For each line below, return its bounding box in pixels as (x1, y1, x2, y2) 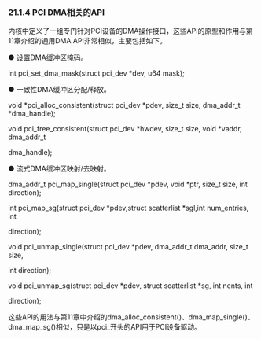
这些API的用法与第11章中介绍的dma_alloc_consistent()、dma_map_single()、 (8, 312, 255, 322)
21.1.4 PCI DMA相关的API (8, 6, 105, 17)
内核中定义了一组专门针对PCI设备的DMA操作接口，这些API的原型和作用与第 (8, 26, 253, 36)
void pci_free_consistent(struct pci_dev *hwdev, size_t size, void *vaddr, (8, 124, 242, 134)
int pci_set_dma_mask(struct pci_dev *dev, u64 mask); (8, 68, 185, 78)
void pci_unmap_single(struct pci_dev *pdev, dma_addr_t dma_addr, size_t (8, 242, 249, 252)
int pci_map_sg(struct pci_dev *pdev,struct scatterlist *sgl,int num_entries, (8, 203, 249, 213)
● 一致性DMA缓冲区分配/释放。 (8, 85, 112, 94)
